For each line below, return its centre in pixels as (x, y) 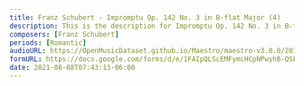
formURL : (26, 59)
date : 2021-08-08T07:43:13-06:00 (72, 68)
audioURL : (28, 51)
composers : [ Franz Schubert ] (64, 34)
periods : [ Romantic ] (48, 43)
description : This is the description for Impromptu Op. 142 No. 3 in (145, 26)
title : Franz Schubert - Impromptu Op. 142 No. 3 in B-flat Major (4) (145, 17)
